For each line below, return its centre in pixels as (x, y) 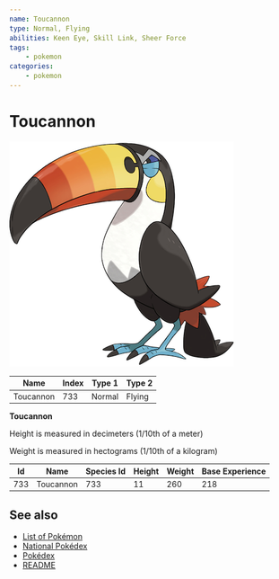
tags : (19, 48)
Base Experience (234, 471)
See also (34, 515)
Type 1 (105, 383)
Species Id (106, 471)
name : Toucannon (39, 19)
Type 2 (139, 383)
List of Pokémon (52, 537)
